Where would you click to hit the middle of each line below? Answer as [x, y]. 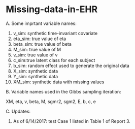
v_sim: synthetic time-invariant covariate [55, 33]
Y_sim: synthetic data [36, 76]
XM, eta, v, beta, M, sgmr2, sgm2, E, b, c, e [51, 101]
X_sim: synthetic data [36, 71]
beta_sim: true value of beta [42, 44]
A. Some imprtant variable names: [41, 23]
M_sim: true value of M [37, 49]
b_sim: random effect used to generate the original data [71, 66]
